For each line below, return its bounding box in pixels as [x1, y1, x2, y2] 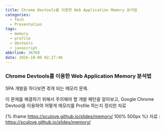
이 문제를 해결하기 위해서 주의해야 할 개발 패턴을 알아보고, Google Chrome [5, 96, 154, 102]
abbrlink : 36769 [5, 50, 40, 55]
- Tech [10, 17, 24, 22]
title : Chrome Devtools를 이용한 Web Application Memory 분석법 [5, 7, 138, 13]
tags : [5, 27, 17, 32]
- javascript [10, 45, 38, 50]
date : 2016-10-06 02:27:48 [5, 55, 63, 60]
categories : [5, 12, 31, 17]
